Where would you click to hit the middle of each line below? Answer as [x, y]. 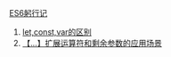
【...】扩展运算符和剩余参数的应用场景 [92, 43]
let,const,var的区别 [57, 32]
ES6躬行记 [28, 13]
